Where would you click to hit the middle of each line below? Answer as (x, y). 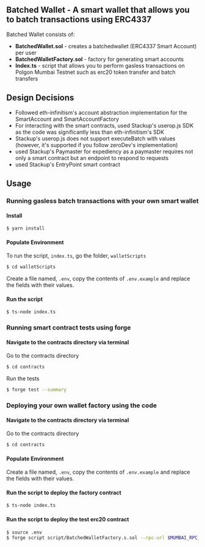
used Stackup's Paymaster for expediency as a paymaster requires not (104, 151)
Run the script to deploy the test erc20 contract (68, 519)
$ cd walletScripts (31, 267)
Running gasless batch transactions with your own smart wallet (103, 201)
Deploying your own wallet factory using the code (82, 405)
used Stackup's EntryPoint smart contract (68, 164)
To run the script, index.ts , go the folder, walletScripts (76, 256)
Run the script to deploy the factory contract (64, 492)
